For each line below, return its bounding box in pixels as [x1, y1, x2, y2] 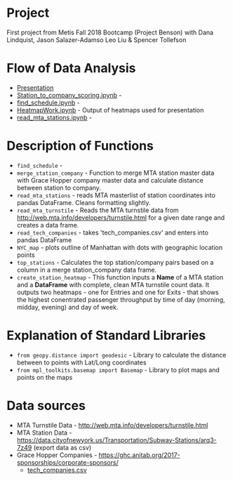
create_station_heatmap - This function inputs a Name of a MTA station [16, 272, 224, 282]
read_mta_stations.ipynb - [16, 113, 93, 121]
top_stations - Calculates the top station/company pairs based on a [16, 258, 214, 266]
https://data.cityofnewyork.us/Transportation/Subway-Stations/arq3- [16, 435, 217, 444]
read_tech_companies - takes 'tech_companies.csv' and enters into [16, 228, 208, 237]
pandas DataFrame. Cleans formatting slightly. [16, 198, 152, 206]
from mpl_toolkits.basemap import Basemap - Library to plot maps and [16, 365, 220, 374]
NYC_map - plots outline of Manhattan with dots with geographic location [16, 243, 222, 251]
